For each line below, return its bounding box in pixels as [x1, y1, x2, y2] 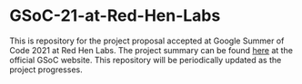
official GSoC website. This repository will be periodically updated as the [9, 54, 282, 65]
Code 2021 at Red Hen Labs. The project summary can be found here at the [9, 44, 294, 55]
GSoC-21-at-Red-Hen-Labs [9, 5, 221, 26]
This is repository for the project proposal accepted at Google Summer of [9, 35, 285, 46]
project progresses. [9, 64, 84, 75]
